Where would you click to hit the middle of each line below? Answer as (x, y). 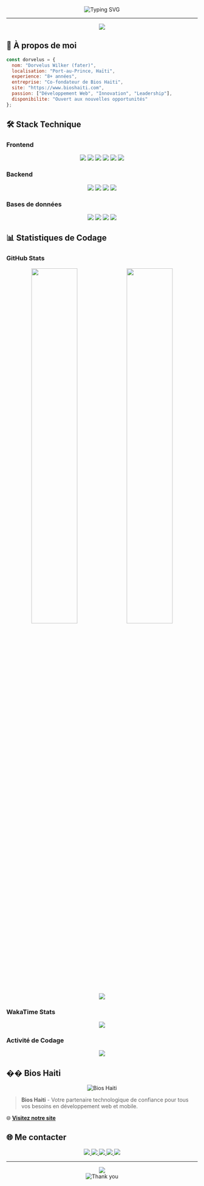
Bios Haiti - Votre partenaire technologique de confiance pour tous (105, 1100)
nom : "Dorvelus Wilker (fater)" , (54, 65)
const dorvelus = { (31, 59)
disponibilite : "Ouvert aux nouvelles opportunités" (80, 99)
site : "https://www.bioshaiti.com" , (58, 88)
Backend (20, 174)
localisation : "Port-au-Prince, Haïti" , (63, 71)
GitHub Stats (25, 259)
